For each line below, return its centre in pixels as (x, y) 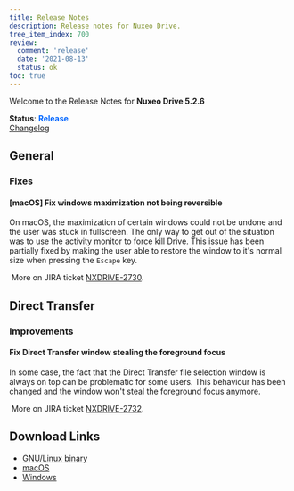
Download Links (55, 437)
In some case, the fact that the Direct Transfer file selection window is (138, 372)
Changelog (29, 128)
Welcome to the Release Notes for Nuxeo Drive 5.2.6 (107, 101)
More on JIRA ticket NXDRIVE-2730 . (78, 278)
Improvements (41, 331)
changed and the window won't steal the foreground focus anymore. (135, 391)
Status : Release (39, 118)
